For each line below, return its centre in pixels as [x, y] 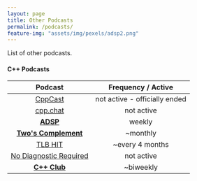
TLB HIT [50, 145]
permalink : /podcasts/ [40, 27]
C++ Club [50, 167]
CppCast [49, 99]
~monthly [141, 133]
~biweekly [141, 167]
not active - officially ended [141, 99]
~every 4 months [141, 145]
